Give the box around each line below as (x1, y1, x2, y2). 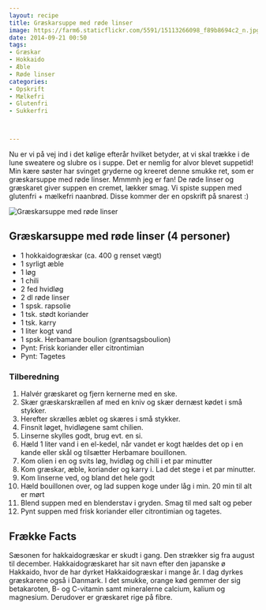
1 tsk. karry (20, 318, 57, 327)
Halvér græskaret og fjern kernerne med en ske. (20, 389, 178, 399)
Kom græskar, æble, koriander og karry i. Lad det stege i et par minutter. (20, 465, 256, 474)
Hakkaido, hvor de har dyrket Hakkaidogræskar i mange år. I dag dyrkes (9, 567, 244, 577)
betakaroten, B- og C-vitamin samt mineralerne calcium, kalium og (9, 584, 226, 593)
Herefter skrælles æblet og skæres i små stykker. (20, 414, 181, 424)
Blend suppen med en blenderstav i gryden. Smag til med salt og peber (20, 499, 253, 508)
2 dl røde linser (20, 292, 70, 302)
